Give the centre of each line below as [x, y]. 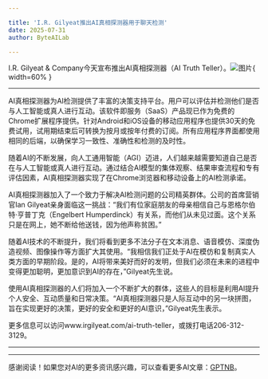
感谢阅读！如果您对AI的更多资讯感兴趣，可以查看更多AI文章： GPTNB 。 [125, 367]
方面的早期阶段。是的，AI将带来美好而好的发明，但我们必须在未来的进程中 [137, 262]
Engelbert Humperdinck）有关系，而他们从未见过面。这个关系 [154, 215]
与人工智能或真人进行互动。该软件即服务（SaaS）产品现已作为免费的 [122, 111]
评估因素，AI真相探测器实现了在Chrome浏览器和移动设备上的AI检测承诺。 [130, 178]
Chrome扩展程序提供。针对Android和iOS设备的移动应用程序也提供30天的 [128, 121]
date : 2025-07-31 [37, 30]
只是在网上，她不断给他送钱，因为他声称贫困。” [85, 225]
